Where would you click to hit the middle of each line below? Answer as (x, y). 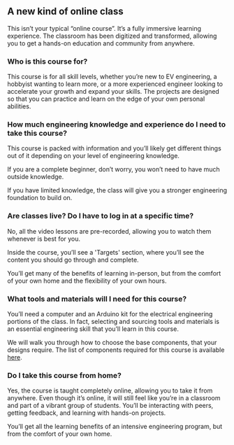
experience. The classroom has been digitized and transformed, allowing (112, 36)
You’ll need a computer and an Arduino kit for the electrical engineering (110, 314)
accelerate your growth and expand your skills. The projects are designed (114, 92)
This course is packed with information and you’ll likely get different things (114, 148)
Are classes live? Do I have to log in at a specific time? (101, 216)
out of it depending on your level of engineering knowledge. (94, 156)
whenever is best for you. (44, 239)
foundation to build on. (40, 198)
